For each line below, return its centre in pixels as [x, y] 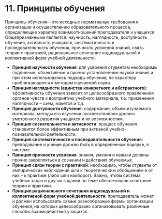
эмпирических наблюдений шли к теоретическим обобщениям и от [82, 170]
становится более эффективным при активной [60, 129]
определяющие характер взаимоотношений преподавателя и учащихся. [80, 32]
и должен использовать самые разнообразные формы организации [82, 201]
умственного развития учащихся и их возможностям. [68, 119]
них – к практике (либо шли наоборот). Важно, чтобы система [76, 175]
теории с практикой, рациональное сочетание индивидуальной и [73, 53]
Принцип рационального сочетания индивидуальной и [71, 191]
